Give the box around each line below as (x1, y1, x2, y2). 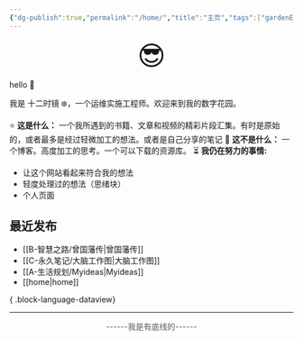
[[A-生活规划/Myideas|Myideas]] (22, 267, 144, 278)
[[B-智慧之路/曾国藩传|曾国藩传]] (22, 244, 144, 255)
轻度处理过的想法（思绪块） (22, 178, 126, 189)
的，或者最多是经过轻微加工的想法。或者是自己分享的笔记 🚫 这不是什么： (9, 133, 280, 144)
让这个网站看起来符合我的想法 (22, 167, 133, 178)
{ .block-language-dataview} (9, 294, 116, 305)
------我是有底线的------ (106, 321, 197, 332)
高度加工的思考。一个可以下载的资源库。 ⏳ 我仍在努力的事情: (40, 145, 268, 156)
